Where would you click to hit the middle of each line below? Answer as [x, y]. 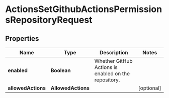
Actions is [106, 67]
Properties [22, 38]
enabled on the [112, 74]
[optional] [150, 88]
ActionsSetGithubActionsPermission [84, 9]
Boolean [61, 70]
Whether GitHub [113, 61]
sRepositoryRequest [49, 20]
